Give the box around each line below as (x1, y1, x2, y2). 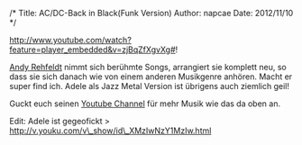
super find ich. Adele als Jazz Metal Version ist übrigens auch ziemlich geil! (9, 81, 290, 91)
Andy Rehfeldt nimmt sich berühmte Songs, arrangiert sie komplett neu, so (9, 62, 287, 72)
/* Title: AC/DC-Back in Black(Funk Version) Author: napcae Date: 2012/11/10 (9, 8, 294, 18)
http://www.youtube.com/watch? (9, 35, 133, 45)
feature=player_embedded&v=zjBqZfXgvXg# (9, 44, 176, 55)
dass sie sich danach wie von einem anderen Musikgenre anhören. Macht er (9, 71, 293, 82)
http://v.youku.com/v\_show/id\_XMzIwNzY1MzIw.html (9, 125, 212, 136)
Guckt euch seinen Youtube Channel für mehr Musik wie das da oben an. (9, 98, 281, 109)
